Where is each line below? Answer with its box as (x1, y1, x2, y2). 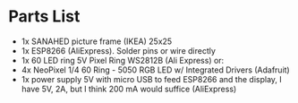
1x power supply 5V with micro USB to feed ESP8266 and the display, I (21, 73, 283, 84)
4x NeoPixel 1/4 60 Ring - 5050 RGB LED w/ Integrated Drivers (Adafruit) (21, 64, 290, 75)
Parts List (8, 6, 81, 27)
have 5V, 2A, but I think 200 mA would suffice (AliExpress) (21, 83, 237, 94)
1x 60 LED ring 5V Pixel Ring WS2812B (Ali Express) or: (21, 55, 225, 65)
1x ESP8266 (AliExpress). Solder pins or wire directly (21, 45, 217, 56)
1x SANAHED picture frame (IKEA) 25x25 (21, 36, 173, 47)
